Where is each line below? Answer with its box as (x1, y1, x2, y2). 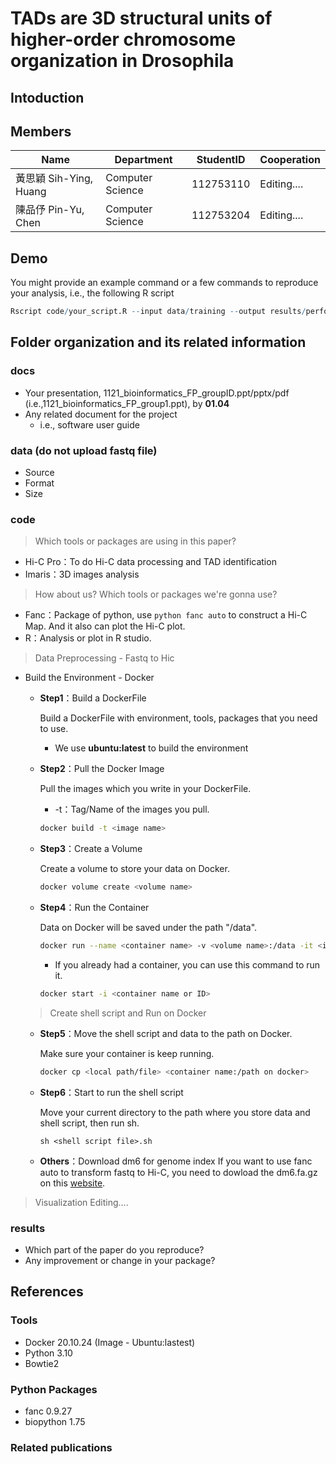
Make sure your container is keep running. (39, 1047, 215, 1059)
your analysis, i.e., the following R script (10, 287, 175, 299)
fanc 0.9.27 (24, 1405, 73, 1417)
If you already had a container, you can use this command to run (54, 958, 321, 971)
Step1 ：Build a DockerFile (39, 692, 147, 704)
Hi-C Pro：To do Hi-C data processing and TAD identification (24, 556, 277, 568)
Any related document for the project (24, 408, 178, 420)
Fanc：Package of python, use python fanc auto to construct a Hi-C (24, 609, 308, 621)
